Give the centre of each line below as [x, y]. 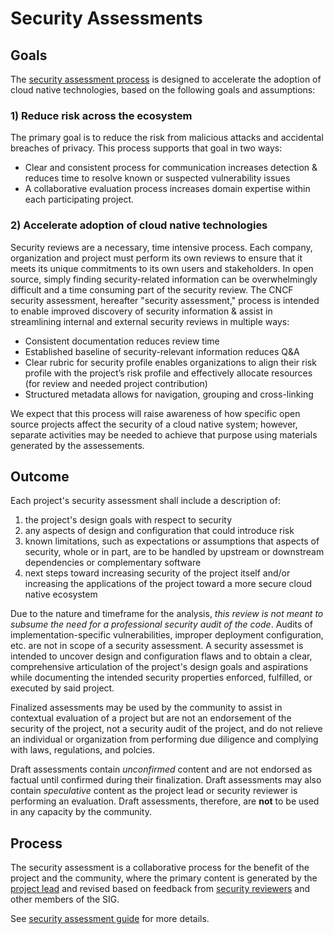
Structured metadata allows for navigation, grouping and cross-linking [169, 394]
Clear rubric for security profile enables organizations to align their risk [170, 362]
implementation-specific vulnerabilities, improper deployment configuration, [167, 635]
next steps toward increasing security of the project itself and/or [157, 573]
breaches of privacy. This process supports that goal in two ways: [146, 148]
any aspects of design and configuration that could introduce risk [159, 531]
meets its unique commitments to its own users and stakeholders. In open [162, 268]
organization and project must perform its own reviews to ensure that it [156, 258]
